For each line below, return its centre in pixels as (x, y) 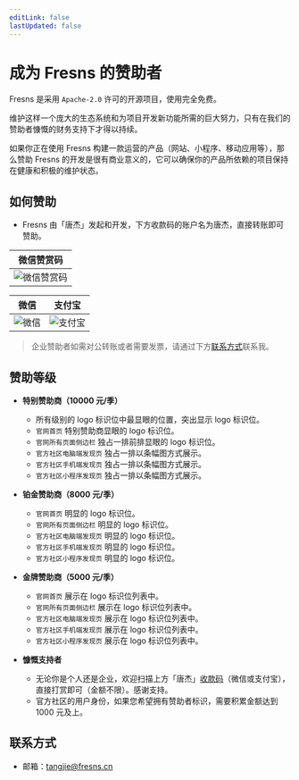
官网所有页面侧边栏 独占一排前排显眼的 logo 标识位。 (128, 442)
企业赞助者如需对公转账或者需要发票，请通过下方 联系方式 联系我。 (152, 347)
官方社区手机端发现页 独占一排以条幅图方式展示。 (121, 465)
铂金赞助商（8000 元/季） (70, 495)
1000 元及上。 (61, 712)
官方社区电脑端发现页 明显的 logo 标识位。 (108, 536)
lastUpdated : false (46, 26)
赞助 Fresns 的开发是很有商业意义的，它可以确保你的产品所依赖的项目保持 (152, 159)
